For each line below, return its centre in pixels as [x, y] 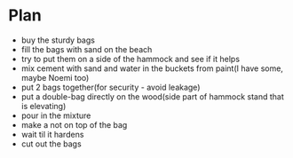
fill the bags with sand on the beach [87, 49]
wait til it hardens [52, 134]
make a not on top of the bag [74, 124]
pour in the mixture [56, 115]
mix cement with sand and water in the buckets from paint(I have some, [152, 68]
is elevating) [44, 106]
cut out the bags [51, 144]
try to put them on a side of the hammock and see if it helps [131, 59]
